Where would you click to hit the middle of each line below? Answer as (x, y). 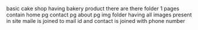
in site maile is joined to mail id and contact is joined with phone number (96, 21)
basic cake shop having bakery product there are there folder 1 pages (93, 9)
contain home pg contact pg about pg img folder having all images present (99, 15)
